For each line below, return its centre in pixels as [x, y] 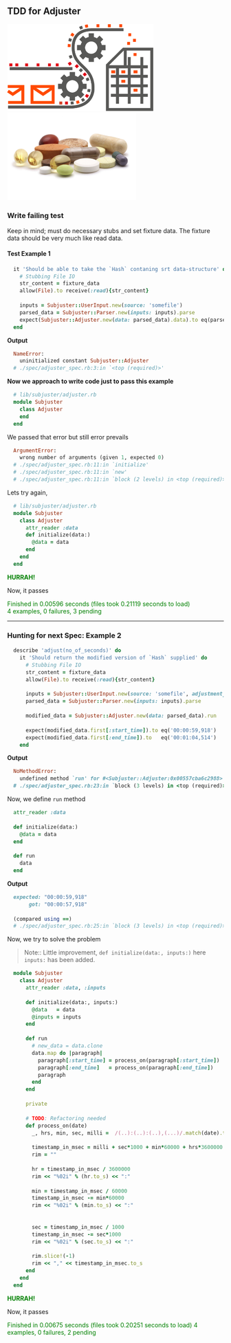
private [36, 1104]
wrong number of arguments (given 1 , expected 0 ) [92, 458]
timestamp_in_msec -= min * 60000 [78, 1198]
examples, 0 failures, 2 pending [52, 1332]
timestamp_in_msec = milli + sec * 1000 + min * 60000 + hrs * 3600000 [128, 1148]
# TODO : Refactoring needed [66, 1118]
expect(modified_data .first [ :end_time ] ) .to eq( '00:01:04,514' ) [121, 738]
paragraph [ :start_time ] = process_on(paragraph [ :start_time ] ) [129, 1060]
